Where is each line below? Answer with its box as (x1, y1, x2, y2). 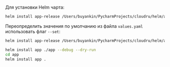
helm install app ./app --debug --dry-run (5, 47, 96, 52)
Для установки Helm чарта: (5, 5, 65, 10)
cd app (5, 52, 19, 57)
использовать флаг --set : (5, 28, 61, 34)
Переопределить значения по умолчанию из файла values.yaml (5, 23, 143, 29)
